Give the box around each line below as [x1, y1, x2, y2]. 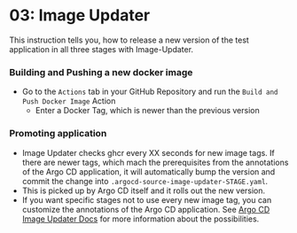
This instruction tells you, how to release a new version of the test [9, 35, 250, 45]
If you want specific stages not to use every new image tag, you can [21, 194, 272, 205]
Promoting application [9, 128, 107, 140]
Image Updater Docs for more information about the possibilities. [21, 214, 260, 224]
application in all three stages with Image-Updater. [9, 43, 193, 54]
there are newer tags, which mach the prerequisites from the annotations [21, 157, 289, 167]
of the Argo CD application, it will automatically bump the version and [21, 166, 276, 177]
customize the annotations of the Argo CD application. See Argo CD [21, 204, 270, 214]
